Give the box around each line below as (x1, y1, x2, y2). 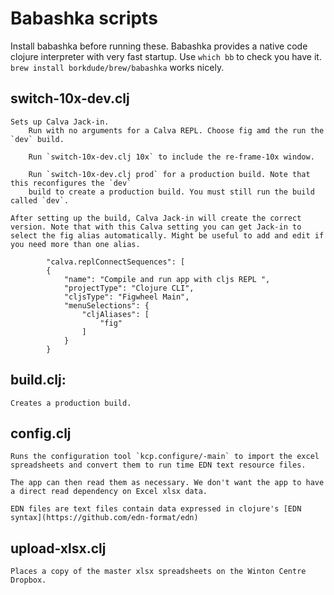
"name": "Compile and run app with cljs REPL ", (63, 274, 271, 284)
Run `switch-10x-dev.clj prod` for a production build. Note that (28, 169, 311, 179)
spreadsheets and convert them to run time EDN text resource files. (10, 460, 307, 471)
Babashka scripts (10, 7, 158, 30)
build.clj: (10, 372, 67, 389)
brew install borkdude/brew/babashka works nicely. (10, 61, 225, 73)
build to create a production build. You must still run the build (28, 187, 315, 197)
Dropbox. (10, 575, 47, 586)
